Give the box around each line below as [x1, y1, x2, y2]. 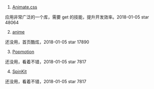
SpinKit [12, 69, 27, 74]
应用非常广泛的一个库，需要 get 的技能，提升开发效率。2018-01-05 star [5, 14, 149, 20]
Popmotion [12, 49, 34, 54]
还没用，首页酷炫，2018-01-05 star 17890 [5, 39, 89, 45]
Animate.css [12, 4, 38, 10]
